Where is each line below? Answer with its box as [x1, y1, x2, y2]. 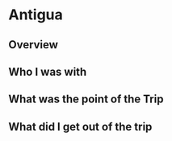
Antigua [8, 6, 63, 24]
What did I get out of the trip [8, 119, 153, 134]
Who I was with [8, 64, 87, 78]
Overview [8, 38, 59, 52]
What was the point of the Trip [8, 93, 164, 106]
